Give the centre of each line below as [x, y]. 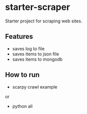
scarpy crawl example [35, 87]
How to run [22, 75]
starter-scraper [38, 7]
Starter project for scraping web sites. [44, 21]
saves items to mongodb [37, 59]
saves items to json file [36, 54]
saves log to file [28, 48]
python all [22, 106]
